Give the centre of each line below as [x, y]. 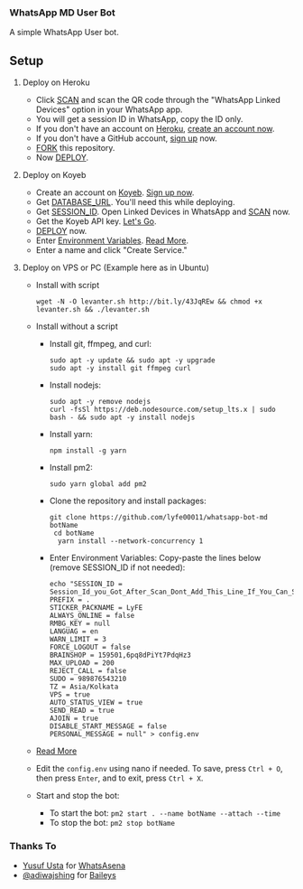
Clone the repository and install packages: [128, 501]
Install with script [68, 285]
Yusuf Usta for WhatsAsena [74, 866]
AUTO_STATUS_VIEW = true [96, 703]
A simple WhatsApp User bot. [64, 33]
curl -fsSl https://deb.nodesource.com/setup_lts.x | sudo [163, 410]
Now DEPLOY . [62, 158]
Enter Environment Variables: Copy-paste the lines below [155, 558]
